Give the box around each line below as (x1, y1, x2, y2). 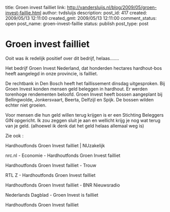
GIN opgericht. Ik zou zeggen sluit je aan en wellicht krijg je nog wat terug (5, 117, 161, 123)
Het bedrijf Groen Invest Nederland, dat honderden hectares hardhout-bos (5, 65, 162, 71)
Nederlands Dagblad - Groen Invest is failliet (5, 192, 99, 198)
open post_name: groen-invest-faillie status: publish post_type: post (5, 20, 149, 26)
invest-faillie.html (5, 10, 42, 16)
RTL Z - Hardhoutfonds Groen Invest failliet (5, 172, 96, 178)
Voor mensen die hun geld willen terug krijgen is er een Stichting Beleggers (5, 112, 164, 118)
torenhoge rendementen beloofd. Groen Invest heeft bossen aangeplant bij (5, 91, 163, 97)
